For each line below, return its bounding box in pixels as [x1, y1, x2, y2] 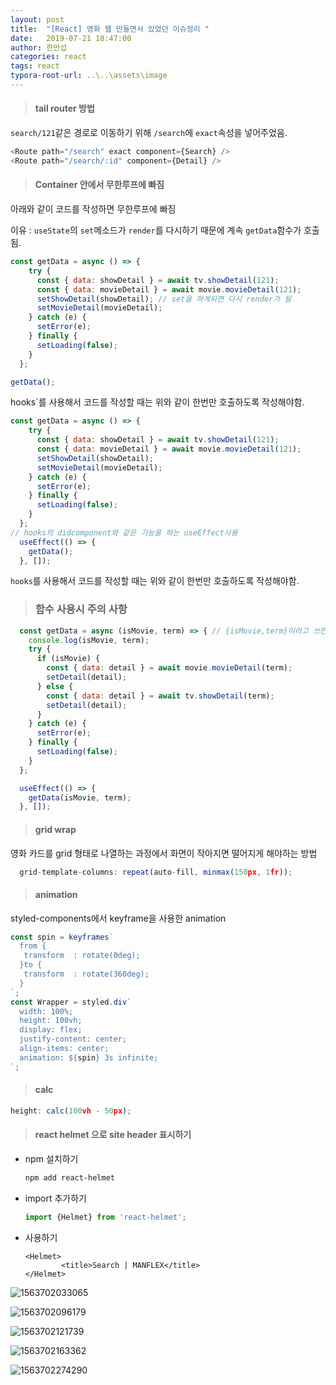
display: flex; [19, 1025, 83, 1035]
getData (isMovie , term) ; [28, 792, 132, 803]
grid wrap [34, 823, 77, 835]
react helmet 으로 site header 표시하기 [34, 1129, 192, 1141]
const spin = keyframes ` [10, 932, 114, 942]
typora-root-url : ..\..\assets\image [10, 71, 168, 81]
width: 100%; [19, 1006, 74, 1016]
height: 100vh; [19, 1016, 83, 1026]
